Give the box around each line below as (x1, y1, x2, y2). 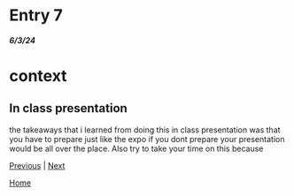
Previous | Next (9, 160, 66, 170)
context (9, 65, 68, 86)
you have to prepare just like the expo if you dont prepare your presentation (9, 133, 285, 144)
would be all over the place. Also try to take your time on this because (9, 143, 264, 154)
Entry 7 (9, 5, 64, 26)
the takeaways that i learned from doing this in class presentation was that (9, 124, 281, 135)
